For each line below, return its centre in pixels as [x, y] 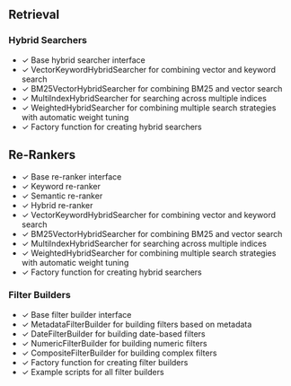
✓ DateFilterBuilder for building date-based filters [113, 333]
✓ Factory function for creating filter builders [105, 362]
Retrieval [34, 15]
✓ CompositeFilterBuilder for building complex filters [119, 353]
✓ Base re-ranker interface [71, 176]
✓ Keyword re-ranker [61, 186]
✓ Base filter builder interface [76, 314]
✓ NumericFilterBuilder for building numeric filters [114, 343]
